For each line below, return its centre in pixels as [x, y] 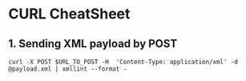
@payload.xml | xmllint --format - [68, 69]
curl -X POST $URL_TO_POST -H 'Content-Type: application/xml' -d [123, 62]
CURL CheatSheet [69, 14]
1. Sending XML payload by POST [93, 44]
